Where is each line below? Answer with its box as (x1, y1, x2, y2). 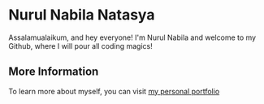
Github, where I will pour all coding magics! (8, 41, 153, 50)
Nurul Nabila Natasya (8, 6, 155, 24)
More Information (8, 65, 99, 79)
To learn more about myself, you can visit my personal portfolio (8, 86, 220, 96)
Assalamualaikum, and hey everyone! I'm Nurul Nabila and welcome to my (8, 32, 257, 42)
